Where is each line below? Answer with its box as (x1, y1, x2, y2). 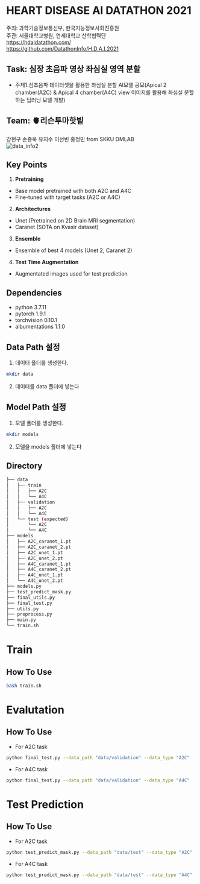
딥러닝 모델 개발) (26, 96, 66, 103)
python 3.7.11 (14, 304, 47, 311)
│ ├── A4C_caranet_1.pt (6, 561, 71, 567)
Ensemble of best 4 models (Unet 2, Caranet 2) (14, 247, 133, 254)
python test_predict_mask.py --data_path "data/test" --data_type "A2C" (6, 849, 193, 855)
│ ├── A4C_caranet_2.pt (6, 566, 71, 573)
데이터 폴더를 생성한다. (14, 359, 69, 366)
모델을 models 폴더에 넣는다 (14, 443, 82, 450)
